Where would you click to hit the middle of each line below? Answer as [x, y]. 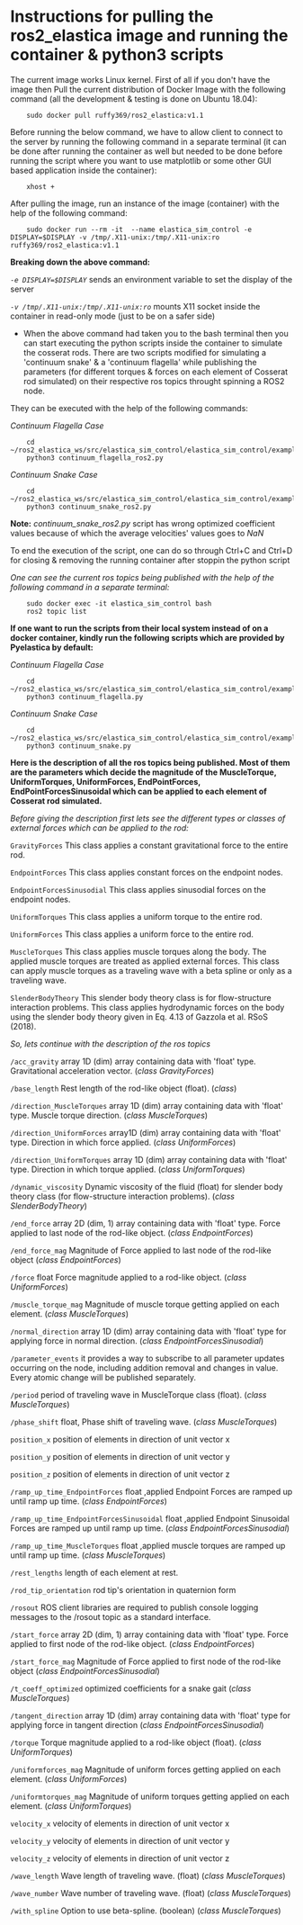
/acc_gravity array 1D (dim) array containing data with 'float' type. [133, 1061]
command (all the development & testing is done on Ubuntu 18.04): [134, 99]
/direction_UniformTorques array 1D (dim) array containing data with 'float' [149, 1159]
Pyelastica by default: [52, 647]
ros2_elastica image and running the [149, 36]
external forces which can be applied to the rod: [100, 828]
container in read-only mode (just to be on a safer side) [113, 316]
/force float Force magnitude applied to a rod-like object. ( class [129, 1277]
